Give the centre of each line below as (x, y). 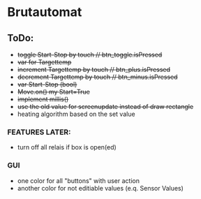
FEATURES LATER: (39, 132)
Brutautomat (45, 12)
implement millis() (43, 99)
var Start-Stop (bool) (47, 84)
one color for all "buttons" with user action (78, 180)
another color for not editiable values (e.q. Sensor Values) (100, 188)
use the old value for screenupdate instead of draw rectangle (105, 106)
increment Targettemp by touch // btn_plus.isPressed (94, 69)
